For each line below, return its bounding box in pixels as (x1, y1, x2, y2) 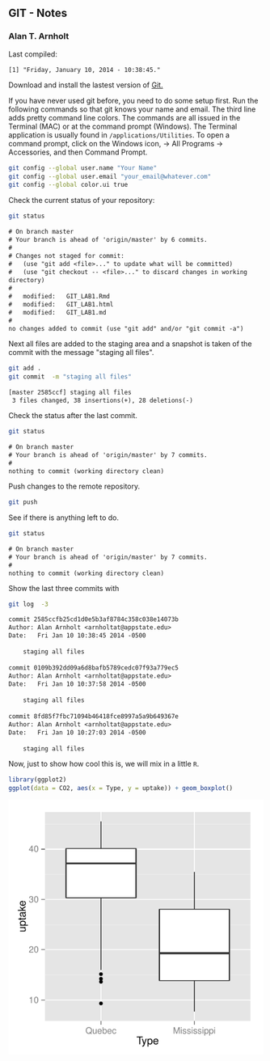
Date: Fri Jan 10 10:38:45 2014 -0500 (8, 632, 147, 640)
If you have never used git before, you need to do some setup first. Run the (8, 95, 259, 105)
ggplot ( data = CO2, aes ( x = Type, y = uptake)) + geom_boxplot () (8, 784, 233, 793)
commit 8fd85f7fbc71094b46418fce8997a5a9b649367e (8, 712, 179, 721)
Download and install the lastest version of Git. (8, 80, 163, 90)
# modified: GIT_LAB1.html (8, 301, 114, 309)
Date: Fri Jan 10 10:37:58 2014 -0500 (8, 680, 147, 688)
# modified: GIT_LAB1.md (8, 309, 107, 317)
